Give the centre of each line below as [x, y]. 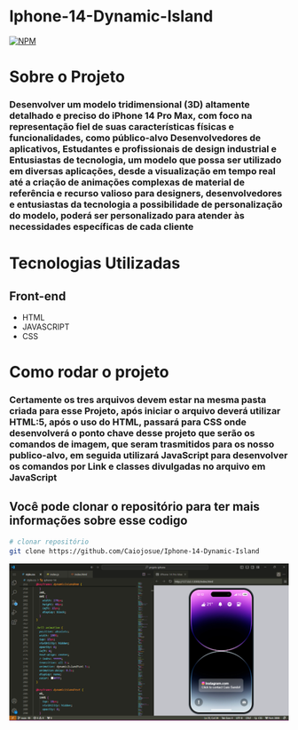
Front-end [38, 296]
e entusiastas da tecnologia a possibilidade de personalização [146, 204]
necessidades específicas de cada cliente [102, 226]
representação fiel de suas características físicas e [122, 127]
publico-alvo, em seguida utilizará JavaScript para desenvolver [149, 456]
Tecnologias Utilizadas [95, 263]
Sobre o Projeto [67, 77]
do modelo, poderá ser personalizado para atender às [127, 216]
